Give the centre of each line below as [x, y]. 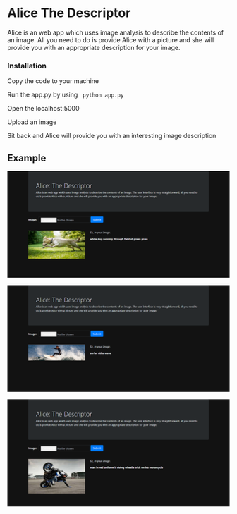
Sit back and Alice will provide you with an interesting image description [112, 136]
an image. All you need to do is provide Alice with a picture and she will [111, 39]
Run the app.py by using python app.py [66, 95]
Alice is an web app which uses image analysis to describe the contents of [116, 32]
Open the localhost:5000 [43, 109]
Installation [27, 66]
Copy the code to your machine [53, 81]
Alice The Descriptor [69, 13]
